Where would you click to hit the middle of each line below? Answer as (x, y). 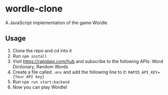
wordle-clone (34, 9)
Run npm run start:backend (41, 81)
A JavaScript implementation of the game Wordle (56, 23)
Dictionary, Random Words (40, 66)
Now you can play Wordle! (40, 87)
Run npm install (30, 56)
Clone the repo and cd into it (42, 50)
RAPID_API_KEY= (144, 72)
